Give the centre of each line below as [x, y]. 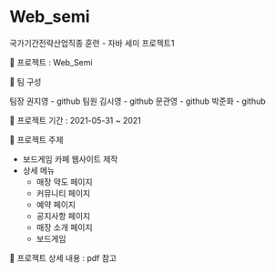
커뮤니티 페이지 [63, 193]
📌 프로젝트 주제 [36, 139]
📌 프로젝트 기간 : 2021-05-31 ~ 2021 [75, 120]
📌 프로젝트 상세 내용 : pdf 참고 [63, 257]
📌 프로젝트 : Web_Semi [51, 62]
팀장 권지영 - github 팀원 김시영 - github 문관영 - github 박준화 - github [137, 101]
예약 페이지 [56, 204]
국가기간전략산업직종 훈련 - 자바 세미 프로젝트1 [92, 43]
